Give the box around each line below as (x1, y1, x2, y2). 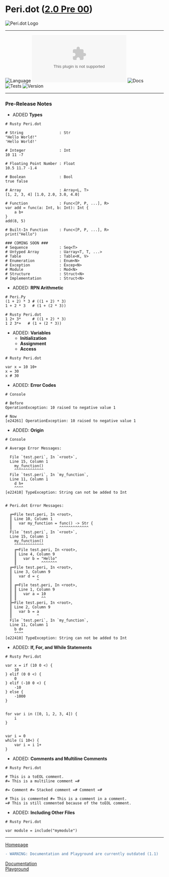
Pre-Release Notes (5, 100, 52, 107)
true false (5, 179, 28, 184)
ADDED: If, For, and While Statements (12, 645, 92, 651)
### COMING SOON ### (5, 241, 49, 246)
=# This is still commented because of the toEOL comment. (5, 801, 132, 806)
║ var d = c (10, 574, 39, 579)
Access (20, 346, 37, 352)
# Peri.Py (5, 295, 26, 300)
